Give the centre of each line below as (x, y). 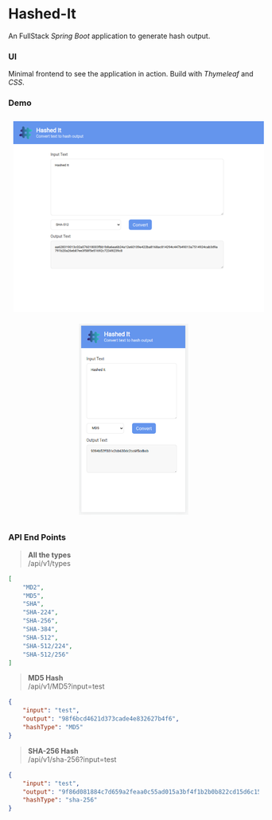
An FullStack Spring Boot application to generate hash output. (109, 36)
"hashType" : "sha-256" (60, 800)
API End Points (37, 537)
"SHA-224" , (41, 613)
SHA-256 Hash (53, 751)
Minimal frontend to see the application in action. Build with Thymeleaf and (131, 74)
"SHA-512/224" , (48, 646)
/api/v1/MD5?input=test (66, 686)
